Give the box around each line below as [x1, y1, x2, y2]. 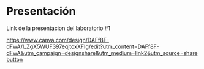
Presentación [6, 4, 76, 18]
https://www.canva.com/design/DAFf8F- [6, 36, 109, 43]
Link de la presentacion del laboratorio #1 [6, 24, 111, 32]
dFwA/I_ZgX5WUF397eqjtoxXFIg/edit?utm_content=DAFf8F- [6, 43, 159, 50]
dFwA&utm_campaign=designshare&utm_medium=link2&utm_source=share [6, 49, 198, 56]
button [6, 56, 23, 63]
